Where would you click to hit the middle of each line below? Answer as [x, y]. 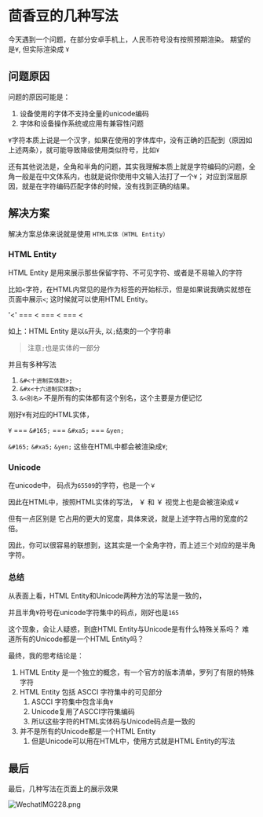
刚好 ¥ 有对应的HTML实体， [51, 414]
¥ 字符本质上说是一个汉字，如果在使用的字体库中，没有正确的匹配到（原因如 [130, 140]
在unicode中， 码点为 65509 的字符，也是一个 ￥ [82, 485]
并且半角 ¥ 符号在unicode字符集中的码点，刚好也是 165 [93, 613]
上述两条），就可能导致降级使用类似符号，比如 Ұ [84, 149]
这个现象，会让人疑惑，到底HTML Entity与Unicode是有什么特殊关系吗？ [124, 629]
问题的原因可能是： [39, 97]
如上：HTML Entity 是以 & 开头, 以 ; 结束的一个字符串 [89, 331]
